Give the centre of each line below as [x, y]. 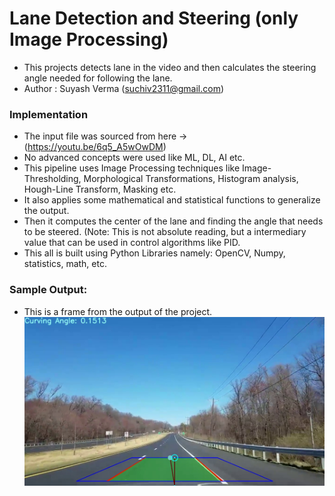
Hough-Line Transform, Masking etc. [100, 189]
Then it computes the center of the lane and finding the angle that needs [173, 221]
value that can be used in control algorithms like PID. [132, 243]
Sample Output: [48, 290]
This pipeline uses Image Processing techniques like [132, 168]
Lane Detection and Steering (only [154, 18]
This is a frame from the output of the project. [118, 311]
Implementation [49, 114]
